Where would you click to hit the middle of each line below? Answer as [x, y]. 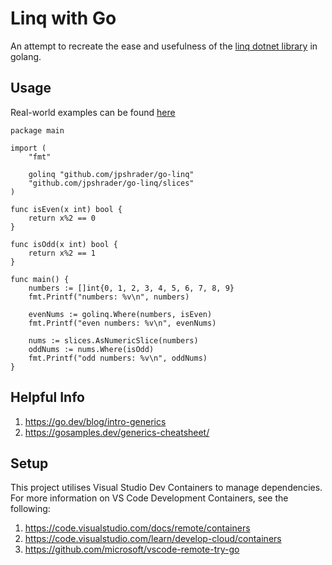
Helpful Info [47, 397]
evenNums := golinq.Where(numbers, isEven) [120, 314]
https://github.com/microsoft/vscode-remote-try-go [132, 549]
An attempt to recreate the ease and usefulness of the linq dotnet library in [164, 46]
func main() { [40, 279]
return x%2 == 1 [62, 253]
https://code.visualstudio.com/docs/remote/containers [137, 528]
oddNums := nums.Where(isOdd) [91, 349]
